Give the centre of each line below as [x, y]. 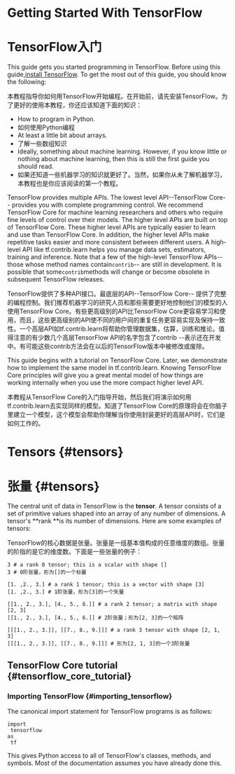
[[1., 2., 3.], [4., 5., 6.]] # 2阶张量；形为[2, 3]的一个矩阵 [95, 618]
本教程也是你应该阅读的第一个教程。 [70, 184]
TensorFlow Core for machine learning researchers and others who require [115, 212]
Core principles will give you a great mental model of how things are [105, 375]
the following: [27, 82]
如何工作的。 [26, 423]
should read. [35, 167]
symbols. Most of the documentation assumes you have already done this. [115, 763]
